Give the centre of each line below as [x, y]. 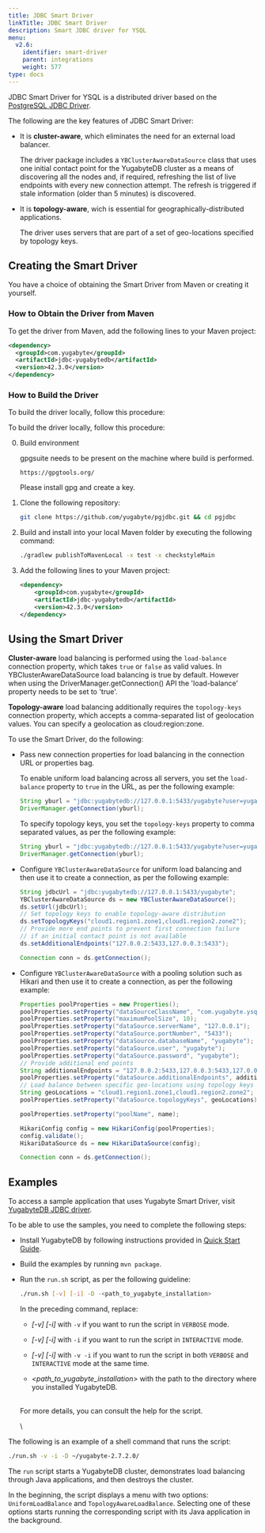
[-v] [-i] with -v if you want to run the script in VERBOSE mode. [130, 1324]
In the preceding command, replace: [79, 1309]
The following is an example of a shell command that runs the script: [119, 1442]
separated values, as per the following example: [98, 833]
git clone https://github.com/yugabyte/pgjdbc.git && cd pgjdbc [128, 518]
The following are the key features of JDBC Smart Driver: [101, 120]
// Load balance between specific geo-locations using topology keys [137, 1085]
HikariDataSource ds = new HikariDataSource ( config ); [110, 1143]
